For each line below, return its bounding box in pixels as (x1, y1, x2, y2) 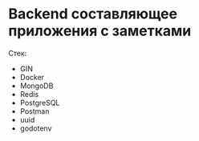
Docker (19, 72, 45, 82)
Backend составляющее (8, 5, 178, 23)
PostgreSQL (19, 98, 60, 107)
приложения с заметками (8, 22, 192, 40)
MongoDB (19, 81, 54, 91)
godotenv (19, 123, 52, 133)
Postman (19, 106, 50, 116)
